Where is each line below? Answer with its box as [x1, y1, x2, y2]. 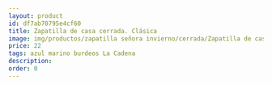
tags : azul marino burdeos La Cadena [8, 49, 136, 57]
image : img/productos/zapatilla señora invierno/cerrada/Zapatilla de [8, 34, 252, 43]
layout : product [8, 11, 63, 20]
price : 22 [8, 42, 42, 50]
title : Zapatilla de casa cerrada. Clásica [8, 27, 158, 35]
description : [8, 57, 53, 66]
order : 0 [8, 65, 38, 73]
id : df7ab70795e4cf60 [8, 19, 82, 28]
